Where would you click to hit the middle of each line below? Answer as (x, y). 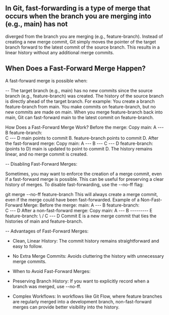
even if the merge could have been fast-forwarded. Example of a (72, 200)
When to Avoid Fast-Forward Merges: (51, 271)
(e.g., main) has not (37, 24)
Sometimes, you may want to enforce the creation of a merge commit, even (84, 174)
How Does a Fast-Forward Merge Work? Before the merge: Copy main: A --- (84, 127)
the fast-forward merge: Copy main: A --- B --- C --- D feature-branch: (79, 143)
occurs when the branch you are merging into (78, 16)
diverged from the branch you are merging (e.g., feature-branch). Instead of (84, 36)
